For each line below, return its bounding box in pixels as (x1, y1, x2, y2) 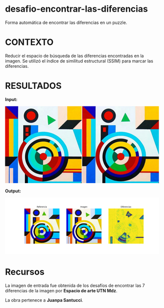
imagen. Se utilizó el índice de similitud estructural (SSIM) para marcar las (5, 58, 154, 64)
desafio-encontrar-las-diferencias (5, 3, 148, 15)
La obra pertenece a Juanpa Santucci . (5, 297, 83, 303)
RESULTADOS (5, 81, 62, 91)
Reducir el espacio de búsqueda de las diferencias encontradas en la (5, 53, 144, 59)
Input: (5, 96, 18, 102)
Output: (5, 188, 21, 194)
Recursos (5, 267, 45, 278)
